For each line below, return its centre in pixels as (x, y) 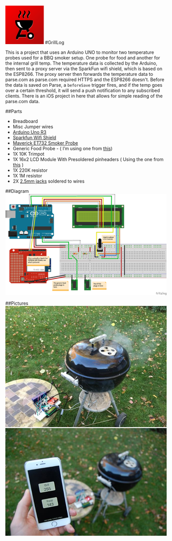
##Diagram (17, 191)
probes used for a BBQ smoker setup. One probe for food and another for (83, 58)
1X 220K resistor (30, 170)
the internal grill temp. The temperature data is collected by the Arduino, (81, 63)
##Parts (14, 111)
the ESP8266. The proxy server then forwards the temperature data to (79, 74)
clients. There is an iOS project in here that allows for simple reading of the (84, 96)
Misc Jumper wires (33, 127)
